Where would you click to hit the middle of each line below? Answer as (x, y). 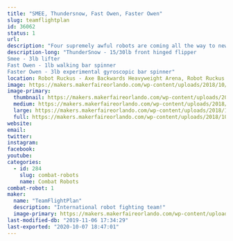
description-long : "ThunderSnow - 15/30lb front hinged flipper (102, 53)
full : (21, 117)
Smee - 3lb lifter (34, 59)
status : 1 (21, 33)
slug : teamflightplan (38, 20)
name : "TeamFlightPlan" (48, 201)
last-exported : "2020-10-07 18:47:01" (63, 226)
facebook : (21, 149)
